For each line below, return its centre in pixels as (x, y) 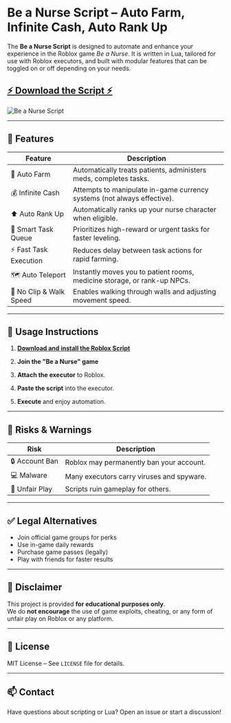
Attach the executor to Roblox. (61, 375)
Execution (27, 261)
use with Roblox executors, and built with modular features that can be (107, 61)
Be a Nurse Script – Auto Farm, (96, 13)
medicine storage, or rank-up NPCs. (132, 280)
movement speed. (102, 300)
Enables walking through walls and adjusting (145, 292)
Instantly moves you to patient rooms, (134, 272)
